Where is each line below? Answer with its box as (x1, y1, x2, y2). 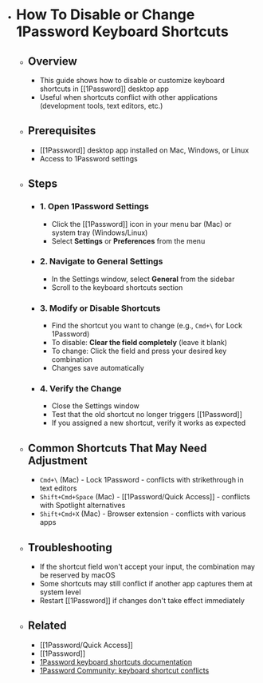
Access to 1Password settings (39, 153, 138, 163)
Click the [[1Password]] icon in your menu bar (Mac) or (51, 219, 232, 228)
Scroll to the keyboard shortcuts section (51, 282, 183, 292)
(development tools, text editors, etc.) (39, 101, 163, 110)
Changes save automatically (51, 363, 145, 373)
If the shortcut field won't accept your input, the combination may (39, 562, 255, 572)
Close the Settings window (51, 401, 139, 411)
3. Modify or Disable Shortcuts (39, 302, 161, 313)
